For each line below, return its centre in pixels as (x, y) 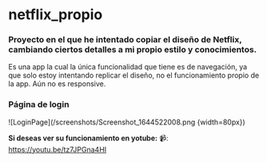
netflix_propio (56, 15)
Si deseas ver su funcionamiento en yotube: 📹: (88, 138)
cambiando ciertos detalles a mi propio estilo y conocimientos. (133, 49)
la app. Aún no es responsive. (57, 84)
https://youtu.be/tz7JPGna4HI (58, 149)
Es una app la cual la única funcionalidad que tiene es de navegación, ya (128, 67)
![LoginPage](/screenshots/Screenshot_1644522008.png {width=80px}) (127, 122)
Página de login (39, 105)
